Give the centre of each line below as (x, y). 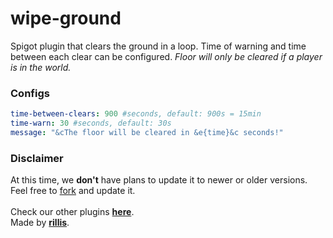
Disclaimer (37, 158)
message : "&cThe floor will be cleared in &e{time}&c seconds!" (147, 132)
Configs (30, 93)
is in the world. (41, 67)
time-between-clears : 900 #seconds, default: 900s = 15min (136, 114)
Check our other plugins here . (72, 212)
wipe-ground (66, 18)
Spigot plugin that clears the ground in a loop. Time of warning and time (158, 46)
